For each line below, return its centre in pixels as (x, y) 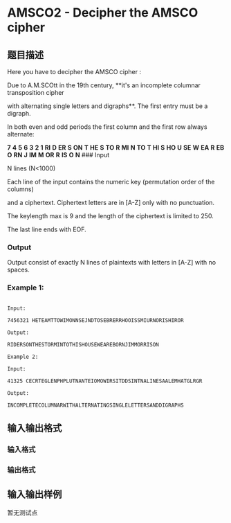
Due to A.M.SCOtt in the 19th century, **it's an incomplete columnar (104, 85)
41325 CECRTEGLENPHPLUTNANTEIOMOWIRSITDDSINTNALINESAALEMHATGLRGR (105, 381)
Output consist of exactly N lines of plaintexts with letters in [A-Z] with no (112, 263)
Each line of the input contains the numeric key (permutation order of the (111, 182)
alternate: (21, 134)
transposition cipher (36, 92)
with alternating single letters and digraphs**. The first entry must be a (108, 106)
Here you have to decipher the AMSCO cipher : (74, 72)
